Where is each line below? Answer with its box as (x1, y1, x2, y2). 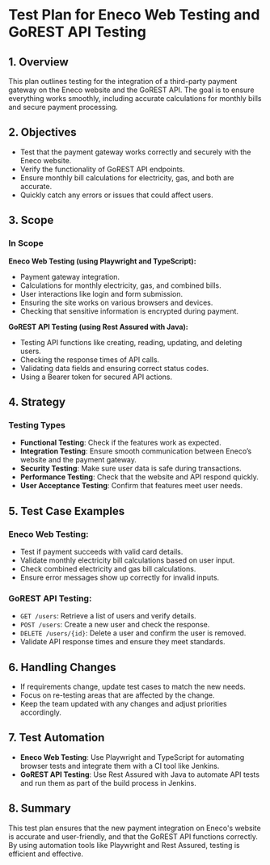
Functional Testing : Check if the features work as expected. (19, 438, 221, 448)
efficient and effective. (8, 849, 83, 859)
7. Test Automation (8, 731, 105, 745)
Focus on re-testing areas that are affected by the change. (19, 690, 215, 700)
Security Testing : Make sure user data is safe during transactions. (19, 463, 243, 474)
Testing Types (8, 419, 66, 430)
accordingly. (19, 707, 62, 717)
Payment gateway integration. (19, 272, 120, 281)
